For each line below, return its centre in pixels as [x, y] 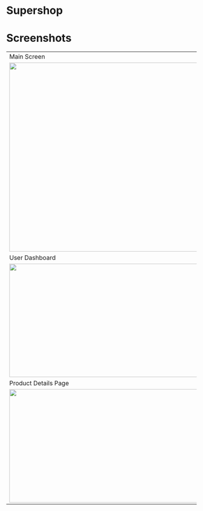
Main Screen [27, 57]
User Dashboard [33, 258]
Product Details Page [39, 383]
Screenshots [39, 38]
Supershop [35, 11]
